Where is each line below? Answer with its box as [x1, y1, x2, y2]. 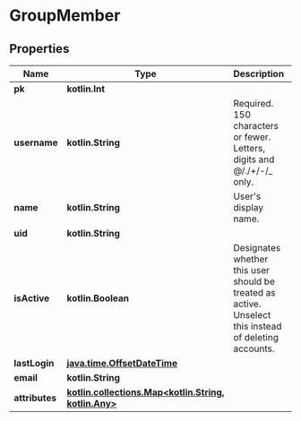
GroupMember [9, 5, 121, 26]
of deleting [232, 331, 279, 343]
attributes [13, 391, 56, 404]
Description [232, 68, 285, 80]
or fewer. [232, 131, 271, 143]
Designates [232, 242, 281, 253]
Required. [232, 98, 274, 109]
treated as [232, 287, 276, 298]
